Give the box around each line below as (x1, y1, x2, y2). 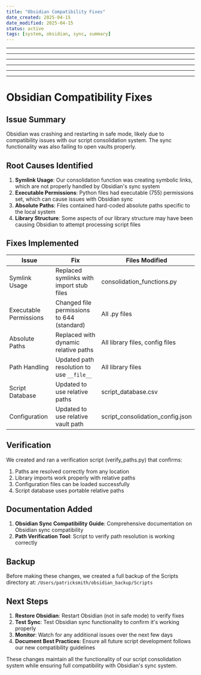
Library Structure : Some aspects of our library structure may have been (14, 214, 193, 222)
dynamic (55, 338, 80, 346)
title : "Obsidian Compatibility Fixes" (6, 8, 106, 15)
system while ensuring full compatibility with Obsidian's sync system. (6, 662, 178, 669)
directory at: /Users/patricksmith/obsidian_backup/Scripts (6, 579, 153, 586)
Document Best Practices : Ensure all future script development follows (14, 638, 191, 644)
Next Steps (6, 596, 48, 606)
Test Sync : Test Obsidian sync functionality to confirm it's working (14, 619, 179, 625)
